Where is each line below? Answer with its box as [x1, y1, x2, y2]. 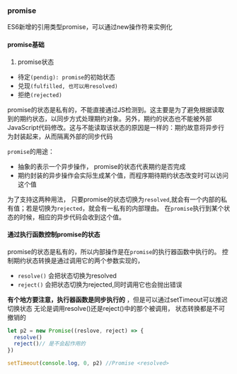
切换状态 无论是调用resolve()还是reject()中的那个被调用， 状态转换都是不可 [7, 304, 225, 312]
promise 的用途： [7, 147, 55, 155]
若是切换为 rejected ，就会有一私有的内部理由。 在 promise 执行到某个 [25, 204, 224, 212]
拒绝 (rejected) [17, 90, 62, 99]
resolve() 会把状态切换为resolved [17, 271, 117, 280]
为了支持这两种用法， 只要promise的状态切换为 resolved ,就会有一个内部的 [7, 194, 221, 204]
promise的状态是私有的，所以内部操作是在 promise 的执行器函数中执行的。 [7, 247, 221, 255]
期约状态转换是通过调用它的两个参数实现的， [13, 256, 144, 265]
